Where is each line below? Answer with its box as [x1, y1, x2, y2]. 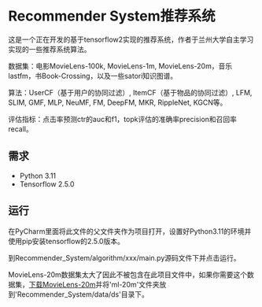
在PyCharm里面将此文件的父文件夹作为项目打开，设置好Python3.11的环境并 [8, 226, 252, 236]
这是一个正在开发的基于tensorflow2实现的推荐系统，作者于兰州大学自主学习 [8, 35, 254, 44]
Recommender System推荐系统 [8, 7, 216, 25]
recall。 [8, 124, 33, 134]
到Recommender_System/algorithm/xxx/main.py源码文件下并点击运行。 [8, 253, 242, 262]
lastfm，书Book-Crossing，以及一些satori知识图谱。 [8, 71, 178, 80]
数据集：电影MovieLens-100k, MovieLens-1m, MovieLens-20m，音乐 [8, 61, 233, 71]
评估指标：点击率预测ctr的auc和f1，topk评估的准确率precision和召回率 [8, 114, 238, 124]
